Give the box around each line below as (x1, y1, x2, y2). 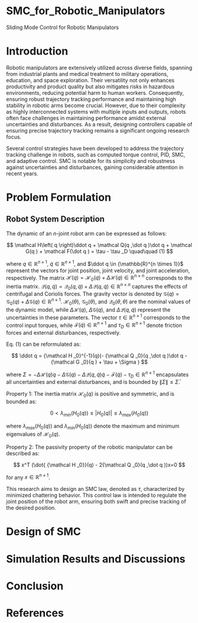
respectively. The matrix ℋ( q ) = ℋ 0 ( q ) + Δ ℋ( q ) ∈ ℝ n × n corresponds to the (6, 273, 193, 282)
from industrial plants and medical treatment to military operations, (6, 70, 168, 78)
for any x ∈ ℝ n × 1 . (6, 473, 50, 481)
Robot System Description (6, 214, 105, 224)
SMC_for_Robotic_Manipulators (6, 4, 165, 18)
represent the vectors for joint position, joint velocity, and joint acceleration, (6, 266, 190, 274)
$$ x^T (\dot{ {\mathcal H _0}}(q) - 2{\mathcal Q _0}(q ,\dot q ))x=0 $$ (13, 461, 186, 468)
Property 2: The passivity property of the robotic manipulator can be (6, 443, 173, 451)
